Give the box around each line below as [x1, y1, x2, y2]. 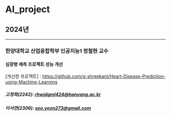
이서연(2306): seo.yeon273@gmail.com [5, 105, 91, 111]
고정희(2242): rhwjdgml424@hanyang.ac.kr [5, 91, 101, 97]
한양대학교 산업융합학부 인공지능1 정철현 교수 [5, 47, 108, 54]
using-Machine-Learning [5, 79, 58, 85]
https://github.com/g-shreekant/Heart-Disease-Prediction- [42, 73, 166, 79]
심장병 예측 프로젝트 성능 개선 [5, 61, 63, 67]
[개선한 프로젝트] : [5, 73, 42, 79]
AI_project [5, 4, 50, 15]
